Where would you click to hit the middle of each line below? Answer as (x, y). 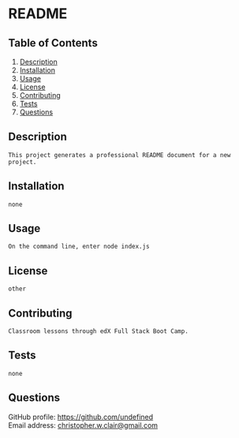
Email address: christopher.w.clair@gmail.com (83, 425)
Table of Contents (53, 43)
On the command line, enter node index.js (79, 247)
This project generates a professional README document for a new (119, 155)
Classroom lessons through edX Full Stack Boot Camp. (99, 331)
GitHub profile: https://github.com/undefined (81, 417)
